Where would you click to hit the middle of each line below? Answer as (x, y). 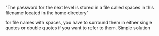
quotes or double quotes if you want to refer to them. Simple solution (78, 28)
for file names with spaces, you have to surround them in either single (79, 23)
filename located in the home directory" (47, 13)
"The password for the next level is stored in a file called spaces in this (80, 7)
